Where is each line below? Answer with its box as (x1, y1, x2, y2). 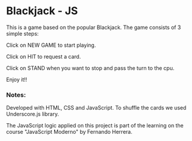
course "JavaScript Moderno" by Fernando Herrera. (6, 129, 133, 136)
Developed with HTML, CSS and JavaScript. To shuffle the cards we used (6, 104, 187, 111)
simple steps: (6, 30, 39, 37)
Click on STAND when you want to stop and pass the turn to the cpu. (6, 64, 175, 72)
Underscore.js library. (6, 111, 59, 118)
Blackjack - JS (6, 4, 78, 18)
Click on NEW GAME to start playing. (6, 41, 96, 49)
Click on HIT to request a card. (6, 53, 81, 60)
